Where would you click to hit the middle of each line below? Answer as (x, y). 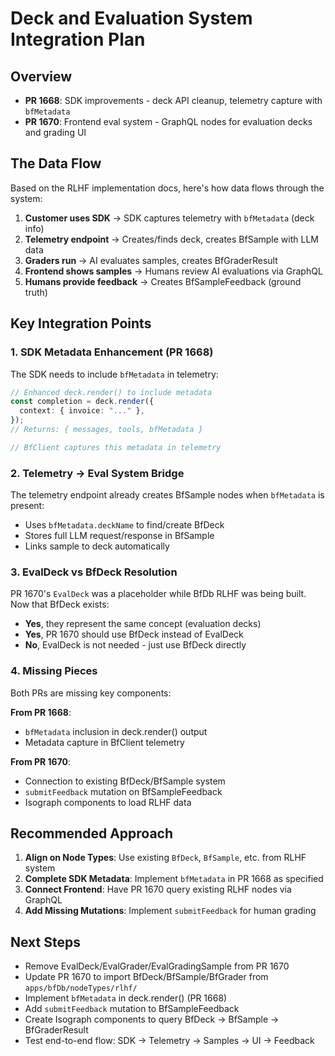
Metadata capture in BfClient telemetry (104, 742)
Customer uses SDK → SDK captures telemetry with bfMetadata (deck (169, 218)
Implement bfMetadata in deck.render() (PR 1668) (126, 998)
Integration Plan (78, 39)
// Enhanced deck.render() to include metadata (111, 392)
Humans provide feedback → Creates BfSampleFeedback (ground (163, 281)
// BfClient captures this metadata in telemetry (116, 447)
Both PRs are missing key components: (91, 693)
